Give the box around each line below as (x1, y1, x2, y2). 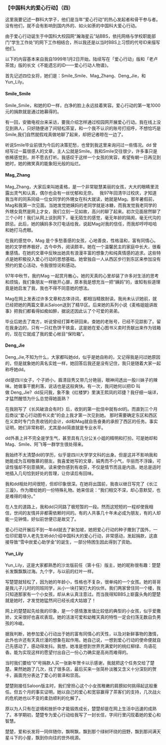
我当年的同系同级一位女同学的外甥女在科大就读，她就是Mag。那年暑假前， (5, 196, 157, 202)
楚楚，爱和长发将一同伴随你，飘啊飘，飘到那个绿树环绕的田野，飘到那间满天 (5, 729, 161, 735)
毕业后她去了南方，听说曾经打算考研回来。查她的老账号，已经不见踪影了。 (5, 318, 157, 325)
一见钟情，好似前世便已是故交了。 (9, 516, 79, 522)
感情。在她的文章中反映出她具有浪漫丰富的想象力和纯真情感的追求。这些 (9, 250, 157, 256)
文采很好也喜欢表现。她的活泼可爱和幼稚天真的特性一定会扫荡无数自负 (13, 614, 157, 620)
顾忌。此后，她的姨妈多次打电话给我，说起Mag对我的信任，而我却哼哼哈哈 (5, 221, 157, 227)
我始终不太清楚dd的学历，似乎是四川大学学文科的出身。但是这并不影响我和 (5, 452, 158, 458)
